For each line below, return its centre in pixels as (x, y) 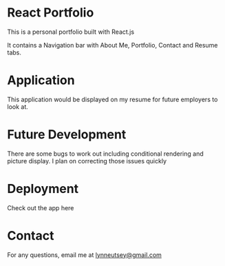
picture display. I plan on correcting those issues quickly (87, 161)
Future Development (67, 135)
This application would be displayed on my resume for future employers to (112, 99)
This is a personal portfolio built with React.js (71, 32)
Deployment (43, 189)
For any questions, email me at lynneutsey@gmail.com (84, 255)
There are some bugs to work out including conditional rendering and (106, 154)
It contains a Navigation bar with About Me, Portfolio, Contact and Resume (112, 45)
